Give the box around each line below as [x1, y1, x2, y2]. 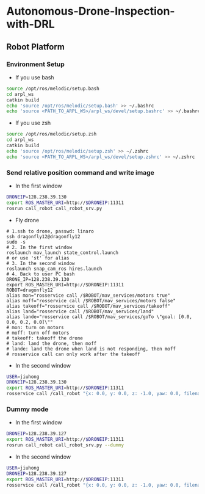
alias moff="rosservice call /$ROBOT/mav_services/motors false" [6, 297, 176, 303]
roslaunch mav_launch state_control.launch [6, 249, 119, 256]
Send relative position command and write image [6, 168, 154, 176]
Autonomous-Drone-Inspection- [6, 4, 175, 18]
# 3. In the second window [6, 260, 75, 266]
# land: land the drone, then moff [6, 340, 97, 346]
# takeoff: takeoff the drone [6, 335, 84, 341]
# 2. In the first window [6, 244, 72, 250]
